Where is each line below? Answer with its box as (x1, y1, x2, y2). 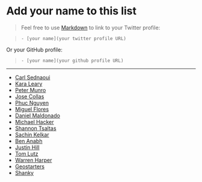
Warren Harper (14, 156, 52, 163)
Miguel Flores (14, 105, 49, 113)
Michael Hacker (14, 118, 54, 125)
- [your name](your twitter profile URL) (20, 35, 126, 41)
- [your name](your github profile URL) (20, 57, 124, 63)
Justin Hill (14, 144, 40, 151)
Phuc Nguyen (14, 99, 49, 106)
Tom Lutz (14, 150, 38, 157)
